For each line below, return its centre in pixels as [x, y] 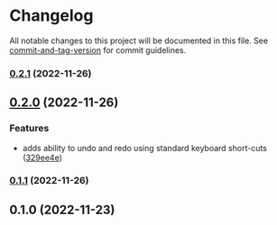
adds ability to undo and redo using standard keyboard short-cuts [145, 148]
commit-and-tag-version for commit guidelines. [98, 49]
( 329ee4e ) [42, 157]
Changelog [51, 16]
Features [29, 129]
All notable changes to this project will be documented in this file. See [139, 40]
